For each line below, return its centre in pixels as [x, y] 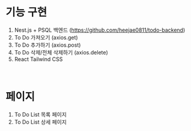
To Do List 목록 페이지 [41, 114]
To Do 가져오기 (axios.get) [46, 37]
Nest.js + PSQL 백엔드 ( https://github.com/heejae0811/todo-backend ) [100, 30]
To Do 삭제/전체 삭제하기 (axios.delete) [61, 52]
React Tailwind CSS [38, 59]
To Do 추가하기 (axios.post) [47, 45]
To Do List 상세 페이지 [41, 122]
